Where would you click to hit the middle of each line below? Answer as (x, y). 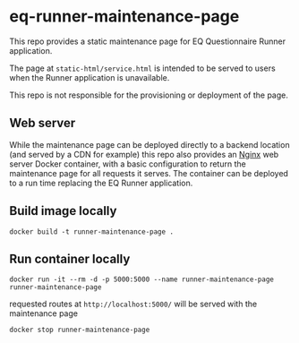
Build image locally (63, 211)
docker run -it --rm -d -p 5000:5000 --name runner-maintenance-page (142, 279)
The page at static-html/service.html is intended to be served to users (142, 68)
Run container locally (70, 258)
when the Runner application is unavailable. (90, 77)
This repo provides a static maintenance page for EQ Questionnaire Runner (148, 41)
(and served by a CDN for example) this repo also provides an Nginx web (144, 154)
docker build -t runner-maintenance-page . (92, 232)
